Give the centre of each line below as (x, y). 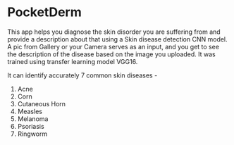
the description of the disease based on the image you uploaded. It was (112, 54)
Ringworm (32, 134)
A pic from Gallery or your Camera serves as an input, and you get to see (113, 46)
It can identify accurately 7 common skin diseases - (82, 75)
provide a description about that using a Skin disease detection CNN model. (117, 39)
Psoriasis (31, 126)
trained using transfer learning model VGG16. (73, 61)
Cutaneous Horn (41, 103)
